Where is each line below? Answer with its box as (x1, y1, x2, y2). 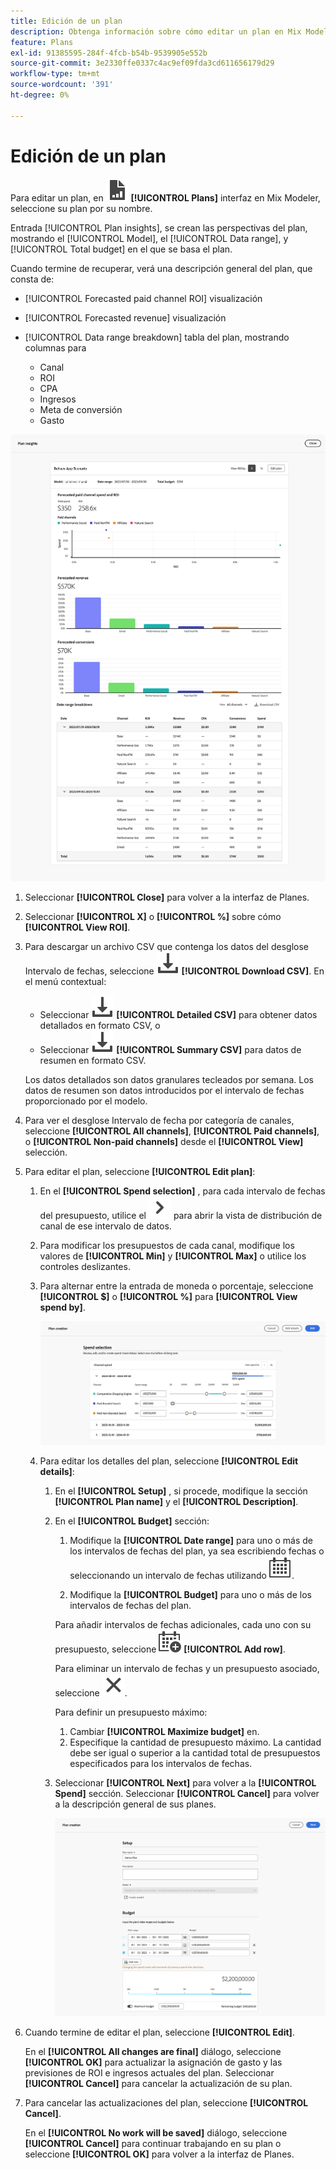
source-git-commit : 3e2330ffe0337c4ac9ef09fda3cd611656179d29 (10, 58, 275, 69)
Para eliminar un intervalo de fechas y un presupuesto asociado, (54, 1662, 320, 1674)
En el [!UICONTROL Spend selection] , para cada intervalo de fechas (39, 1185, 326, 1197)
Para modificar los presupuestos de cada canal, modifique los (39, 1240, 295, 1252)
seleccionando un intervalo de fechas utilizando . (69, 1569, 295, 1581)
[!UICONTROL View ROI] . (24, 921, 131, 934)
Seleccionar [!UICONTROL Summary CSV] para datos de (39, 1044, 302, 1056)
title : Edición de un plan (10, 16, 123, 26)
